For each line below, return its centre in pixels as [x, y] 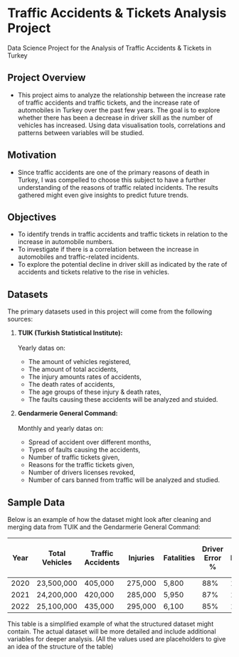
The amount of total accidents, [73, 369]
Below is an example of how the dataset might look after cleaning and [109, 519]
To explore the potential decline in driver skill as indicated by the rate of [122, 265]
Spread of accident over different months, [90, 442]
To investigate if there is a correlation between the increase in [108, 250]
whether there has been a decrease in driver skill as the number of [115, 117]
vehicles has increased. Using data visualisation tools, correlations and [121, 125]
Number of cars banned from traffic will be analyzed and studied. [124, 480]
